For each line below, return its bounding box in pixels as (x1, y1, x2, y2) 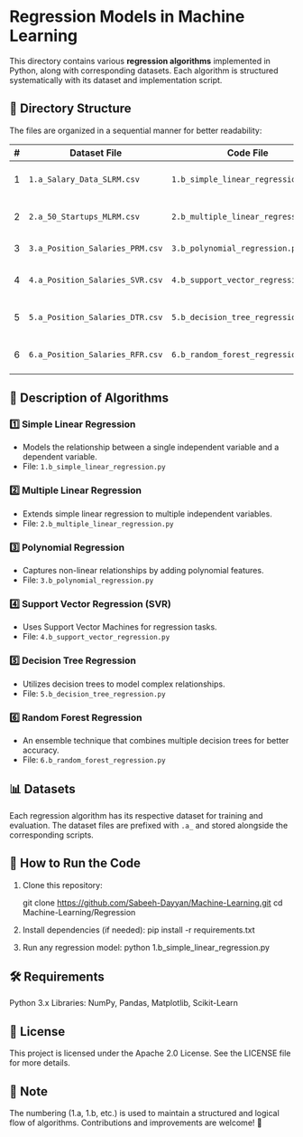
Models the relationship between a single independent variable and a (22, 441, 280, 453)
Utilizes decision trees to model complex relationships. (22, 678, 225, 689)
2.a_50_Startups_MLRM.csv (28, 211, 140, 222)
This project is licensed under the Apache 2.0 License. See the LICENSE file (9, 1047, 291, 1059)
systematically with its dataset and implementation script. (9, 74, 223, 85)
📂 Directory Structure (9, 101, 133, 117)
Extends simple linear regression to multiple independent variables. (22, 508, 272, 519)
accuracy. (22, 744, 60, 755)
